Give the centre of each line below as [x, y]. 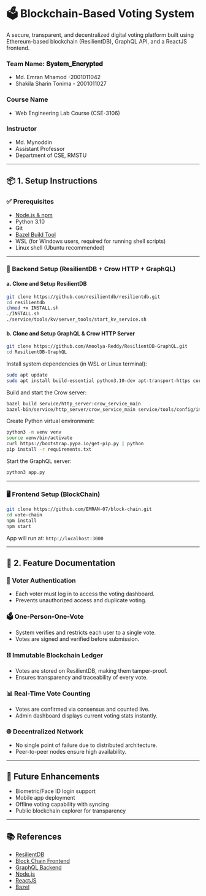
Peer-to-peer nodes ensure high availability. [71, 751]
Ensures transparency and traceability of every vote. [82, 677]
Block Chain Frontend [43, 861]
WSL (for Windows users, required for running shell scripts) [90, 241]
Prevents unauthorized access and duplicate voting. [81, 600]
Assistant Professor [40, 148]
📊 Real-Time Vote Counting [48, 694]
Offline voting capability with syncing [62, 804]
